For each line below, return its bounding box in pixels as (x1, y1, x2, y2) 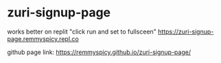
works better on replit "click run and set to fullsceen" (7, 27, 156, 36)
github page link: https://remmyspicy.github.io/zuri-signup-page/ (7, 48, 191, 56)
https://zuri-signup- (157, 27, 214, 36)
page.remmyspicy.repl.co (7, 34, 79, 42)
